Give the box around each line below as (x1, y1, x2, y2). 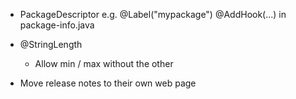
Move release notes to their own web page (19, 77, 197, 89)
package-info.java (19, 19, 95, 31)
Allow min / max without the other (34, 58, 174, 69)
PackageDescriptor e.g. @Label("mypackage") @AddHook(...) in (19, 9, 287, 20)
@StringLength (19, 39, 83, 50)
